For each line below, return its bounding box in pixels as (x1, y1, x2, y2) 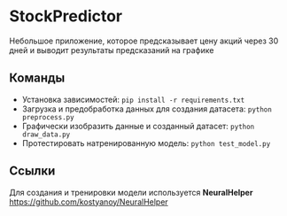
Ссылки (9, 164, 56, 179)
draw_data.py (21, 130, 71, 139)
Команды (9, 71, 66, 86)
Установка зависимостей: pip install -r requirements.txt (21, 94, 245, 104)
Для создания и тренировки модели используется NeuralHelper (9, 187, 253, 197)
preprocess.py (21, 112, 74, 121)
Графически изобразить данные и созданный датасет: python (21, 120, 255, 131)
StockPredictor (9, 6, 123, 27)
